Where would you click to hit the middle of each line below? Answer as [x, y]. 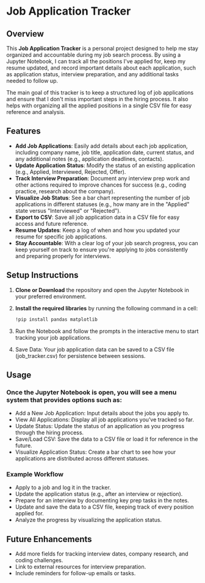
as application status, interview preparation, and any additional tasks [92, 74]
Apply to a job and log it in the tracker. [63, 488]
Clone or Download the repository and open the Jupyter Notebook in [102, 290]
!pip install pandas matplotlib [56, 319]
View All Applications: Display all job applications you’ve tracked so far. [104, 420]
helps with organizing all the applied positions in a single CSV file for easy [99, 106]
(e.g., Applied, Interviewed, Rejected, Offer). [70, 171]
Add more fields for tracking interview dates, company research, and [102, 554]
